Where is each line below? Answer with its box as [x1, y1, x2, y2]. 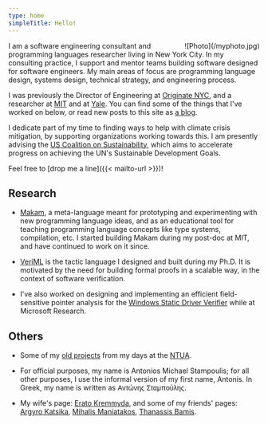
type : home [8, 11, 45, 20]
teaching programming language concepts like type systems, [19, 225, 221, 234]
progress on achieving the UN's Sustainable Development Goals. [8, 148, 221, 158]
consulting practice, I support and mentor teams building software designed [8, 57, 258, 68]
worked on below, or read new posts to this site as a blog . [8, 107, 198, 116]
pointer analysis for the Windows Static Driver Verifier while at [51, 298, 255, 308]
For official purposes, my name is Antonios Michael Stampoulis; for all [19, 366, 250, 375]
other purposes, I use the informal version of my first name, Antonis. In [19, 375, 253, 384]
